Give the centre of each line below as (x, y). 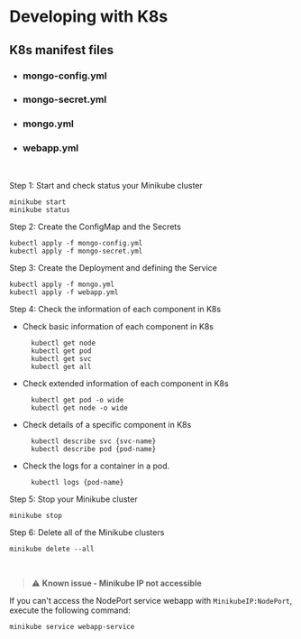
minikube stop (36, 515)
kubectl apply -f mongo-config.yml (76, 243)
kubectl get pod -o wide (78, 400)
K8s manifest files (62, 50)
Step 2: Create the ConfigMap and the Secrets (96, 227)
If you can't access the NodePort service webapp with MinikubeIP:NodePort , (151, 600)
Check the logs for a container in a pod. (96, 466)
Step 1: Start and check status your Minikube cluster (106, 185)
